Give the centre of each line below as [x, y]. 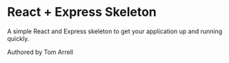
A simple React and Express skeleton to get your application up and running [115, 31]
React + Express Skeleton [82, 12]
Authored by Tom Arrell [40, 52]
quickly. [18, 38]
